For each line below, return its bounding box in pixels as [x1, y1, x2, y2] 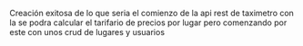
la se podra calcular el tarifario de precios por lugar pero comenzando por [9, 17, 288, 28]
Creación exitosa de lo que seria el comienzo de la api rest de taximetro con [9, 8, 294, 18]
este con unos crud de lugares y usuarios [9, 27, 166, 37]
